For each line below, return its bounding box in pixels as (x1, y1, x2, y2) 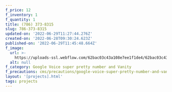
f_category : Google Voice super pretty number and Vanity (5, 64, 132, 70)
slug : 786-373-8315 (5, 27, 47, 32)
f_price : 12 (5, 7, 31, 13)
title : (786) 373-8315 (5, 21, 54, 27)
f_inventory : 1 (5, 12, 38, 17)
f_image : (5, 45, 24, 51)
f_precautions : (5, 70, 38, 75)
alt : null (10, 60, 31, 65)
